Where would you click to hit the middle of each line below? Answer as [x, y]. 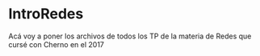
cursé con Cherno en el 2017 [57, 44]
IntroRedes [46, 14]
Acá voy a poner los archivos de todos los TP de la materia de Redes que [130, 36]
